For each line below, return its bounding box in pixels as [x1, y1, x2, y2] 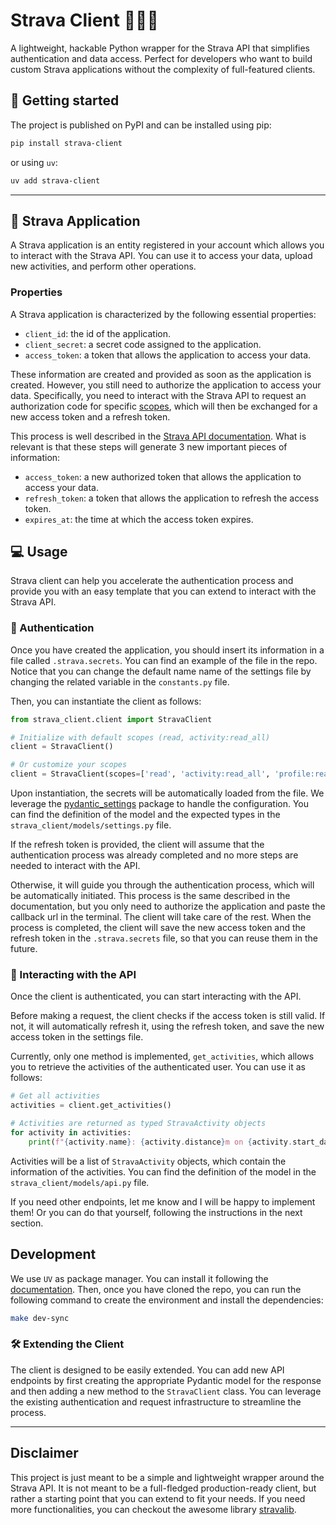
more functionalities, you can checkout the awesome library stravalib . [10, 1503, 297, 1515]
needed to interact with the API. [10, 860, 141, 872]
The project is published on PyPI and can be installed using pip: [10, 119, 272, 131]
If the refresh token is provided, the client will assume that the [10, 839, 265, 851]
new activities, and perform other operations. [10, 260, 197, 273]
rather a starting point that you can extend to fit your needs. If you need [10, 1492, 306, 1504]
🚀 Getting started [10, 92, 120, 109]
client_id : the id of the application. [24, 327, 171, 339]
